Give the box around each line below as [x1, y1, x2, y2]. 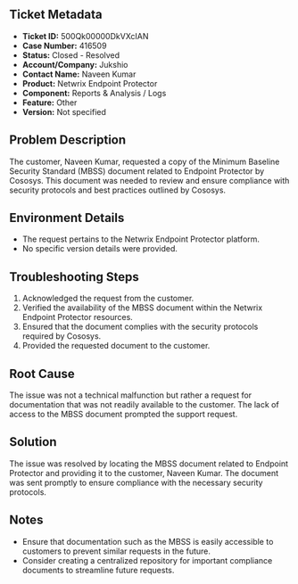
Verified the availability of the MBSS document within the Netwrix [21, 302, 263, 313]
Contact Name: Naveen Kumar [21, 69, 137, 79]
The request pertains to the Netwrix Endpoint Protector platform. [21, 234, 261, 244]
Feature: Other [21, 97, 78, 108]
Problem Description [9, 133, 127, 148]
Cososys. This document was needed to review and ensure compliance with [9, 175, 290, 185]
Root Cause [9, 366, 76, 382]
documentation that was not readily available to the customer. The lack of [9, 399, 279, 410]
